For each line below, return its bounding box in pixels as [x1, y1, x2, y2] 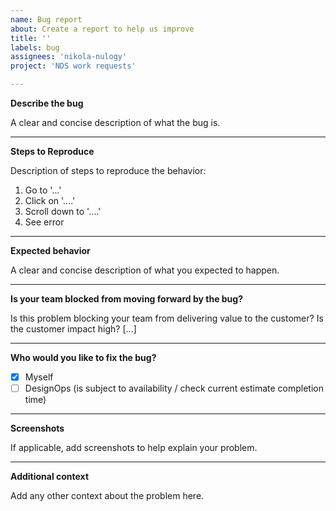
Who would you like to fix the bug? [10, 352, 157, 363]
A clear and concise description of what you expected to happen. [10, 264, 280, 276]
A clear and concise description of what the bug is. [10, 117, 221, 128]
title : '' [10, 33, 52, 43]
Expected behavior [10, 245, 91, 256]
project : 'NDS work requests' [10, 61, 137, 71]
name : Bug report [10, 14, 83, 25]
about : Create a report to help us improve [10, 24, 195, 34]
